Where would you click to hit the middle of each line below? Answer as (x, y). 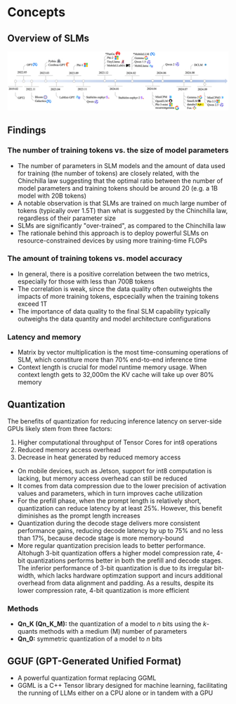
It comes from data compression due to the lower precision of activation (122, 485)
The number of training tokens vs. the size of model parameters (118, 151)
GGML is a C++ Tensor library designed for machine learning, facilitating (122, 686)
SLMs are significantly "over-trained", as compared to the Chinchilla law (122, 225)
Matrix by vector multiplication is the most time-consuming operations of (123, 352)
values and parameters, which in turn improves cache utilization (110, 493)
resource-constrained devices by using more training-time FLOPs (112, 241)
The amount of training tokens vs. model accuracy (95, 259)
